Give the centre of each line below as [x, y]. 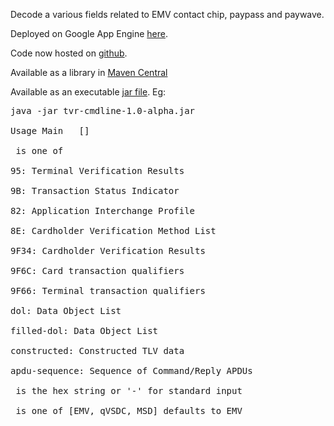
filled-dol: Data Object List [84, 330]
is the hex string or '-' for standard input [129, 390]
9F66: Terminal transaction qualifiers [108, 290]
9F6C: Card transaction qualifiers [97, 270]
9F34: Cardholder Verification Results [108, 250]
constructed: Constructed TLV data [97, 350]
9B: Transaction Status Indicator [95, 190]
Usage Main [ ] [50, 130]
